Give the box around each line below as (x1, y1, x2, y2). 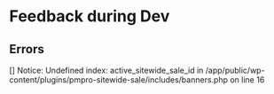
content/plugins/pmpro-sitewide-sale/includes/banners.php (9, 74, 229, 85)
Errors (9, 42, 44, 57)
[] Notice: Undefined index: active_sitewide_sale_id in (9, 65, 204, 75)
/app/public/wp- (205, 65, 265, 75)
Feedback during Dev (9, 6, 170, 27)
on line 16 (230, 74, 265, 85)
